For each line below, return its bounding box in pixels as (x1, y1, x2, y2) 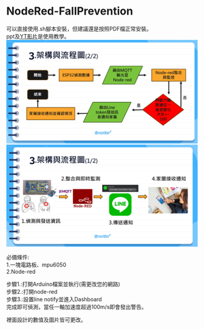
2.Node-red (6, 268, 36, 276)
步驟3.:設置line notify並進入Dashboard (6, 296, 102, 303)
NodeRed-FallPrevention (6, 4, 134, 18)
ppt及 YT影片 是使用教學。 (6, 32, 70, 40)
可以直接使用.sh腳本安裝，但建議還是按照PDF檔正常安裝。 (6, 25, 152, 32)
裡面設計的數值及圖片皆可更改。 (6, 316, 86, 324)
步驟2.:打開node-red (6, 288, 58, 296)
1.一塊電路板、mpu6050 (6, 261, 67, 268)
